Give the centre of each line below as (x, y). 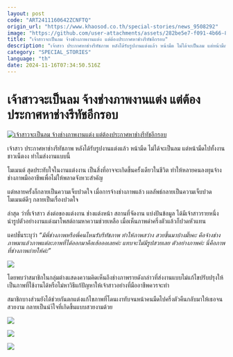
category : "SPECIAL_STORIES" (49, 53)
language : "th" (29, 59)
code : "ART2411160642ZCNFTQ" (49, 20)
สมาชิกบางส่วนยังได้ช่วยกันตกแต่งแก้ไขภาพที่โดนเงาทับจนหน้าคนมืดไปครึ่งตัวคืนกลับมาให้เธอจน (115, 299)
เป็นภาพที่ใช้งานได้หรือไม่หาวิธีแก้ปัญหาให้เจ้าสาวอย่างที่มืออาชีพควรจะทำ (88, 285)
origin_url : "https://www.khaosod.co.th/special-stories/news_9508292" (113, 26)
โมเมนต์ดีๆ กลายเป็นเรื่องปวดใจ (43, 199)
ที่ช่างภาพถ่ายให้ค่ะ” (29, 250)
